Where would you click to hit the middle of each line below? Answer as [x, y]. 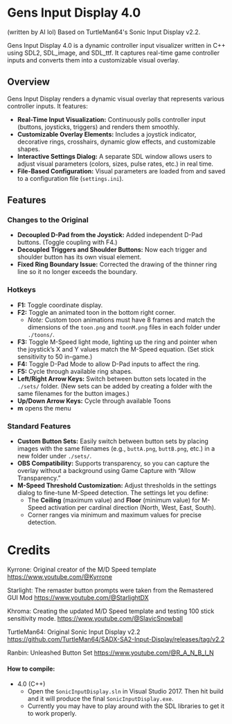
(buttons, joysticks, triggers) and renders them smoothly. [98, 127]
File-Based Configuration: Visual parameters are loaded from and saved [121, 171]
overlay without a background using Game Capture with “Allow [106, 471]
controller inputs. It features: [48, 106]
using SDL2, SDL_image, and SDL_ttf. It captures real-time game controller [114, 53]
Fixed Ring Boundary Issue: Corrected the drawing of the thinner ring [117, 264]
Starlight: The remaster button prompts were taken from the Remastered [110, 590]
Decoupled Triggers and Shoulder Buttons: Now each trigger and [112, 250]
